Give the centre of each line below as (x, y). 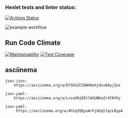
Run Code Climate (33, 43)
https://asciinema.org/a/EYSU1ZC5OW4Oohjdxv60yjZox (67, 85)
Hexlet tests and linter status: (41, 7)
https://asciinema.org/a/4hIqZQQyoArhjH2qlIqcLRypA (69, 111)
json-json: (16, 81)
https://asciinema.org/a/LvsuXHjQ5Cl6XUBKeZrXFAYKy (67, 98)
